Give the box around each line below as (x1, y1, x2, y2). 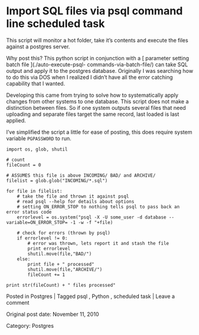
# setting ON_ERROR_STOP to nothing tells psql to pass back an (17, 204, 180, 210)
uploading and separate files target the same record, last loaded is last (6, 110, 179, 118)
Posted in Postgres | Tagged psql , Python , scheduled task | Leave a (6, 293, 175, 300)
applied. (6, 116, 26, 124)
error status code (6, 209, 52, 215)
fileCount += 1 (27, 272, 66, 278)
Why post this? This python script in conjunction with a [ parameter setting (6, 54, 189, 62)
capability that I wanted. (6, 79, 66, 87)
